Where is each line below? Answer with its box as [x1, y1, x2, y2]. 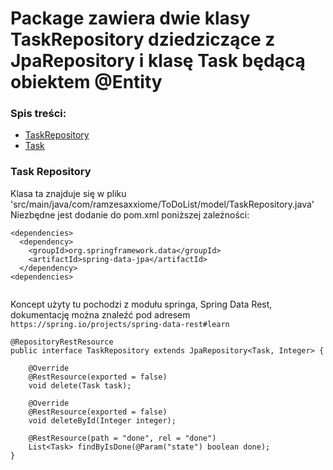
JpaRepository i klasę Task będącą [10, 50, 306, 72]
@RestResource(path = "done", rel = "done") [28, 433, 217, 443]
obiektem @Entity [10, 71, 163, 94]
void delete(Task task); [28, 380, 132, 391]
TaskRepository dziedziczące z [10, 28, 276, 51]
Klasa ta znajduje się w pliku [10, 187, 127, 199]
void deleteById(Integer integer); [28, 415, 177, 426]
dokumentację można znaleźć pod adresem [10, 308, 191, 321]
